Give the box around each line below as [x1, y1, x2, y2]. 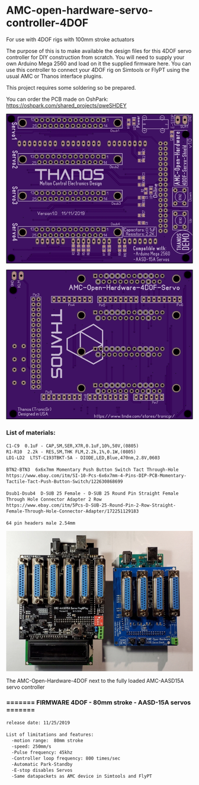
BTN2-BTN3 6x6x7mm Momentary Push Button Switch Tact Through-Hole [6, 467, 179, 473]
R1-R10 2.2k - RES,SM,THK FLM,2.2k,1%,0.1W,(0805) [6, 449, 136, 455]
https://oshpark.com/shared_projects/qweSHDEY [6, 102, 127, 109]
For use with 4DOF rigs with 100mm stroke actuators [6, 36, 134, 43]
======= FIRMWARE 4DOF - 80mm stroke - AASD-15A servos [6, 698, 191, 707]
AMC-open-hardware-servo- [6, 4, 153, 17]
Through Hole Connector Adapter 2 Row [6, 496, 102, 502]
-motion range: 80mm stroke [11, 737, 84, 743]
